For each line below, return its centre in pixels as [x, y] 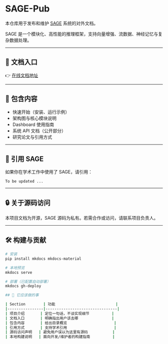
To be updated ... [24, 182]
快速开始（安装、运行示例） [41, 112]
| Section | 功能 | [62, 304]
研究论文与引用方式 [32, 137]
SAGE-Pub [27, 9]
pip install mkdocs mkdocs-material [43, 259]
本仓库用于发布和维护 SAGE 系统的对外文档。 [52, 23]
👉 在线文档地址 [22, 75]
